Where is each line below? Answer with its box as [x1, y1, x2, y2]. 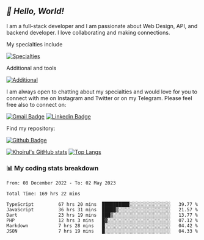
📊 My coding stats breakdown [6, 164, 99, 172]
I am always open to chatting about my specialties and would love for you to [6, 88, 197, 95]
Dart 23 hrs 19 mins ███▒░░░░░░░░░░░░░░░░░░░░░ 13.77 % [6, 212, 199, 219]
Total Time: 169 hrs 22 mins [6, 191, 81, 197]
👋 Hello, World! [6, 6, 64, 16]
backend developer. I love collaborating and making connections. [6, 29, 170, 36]
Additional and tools [6, 64, 57, 71]
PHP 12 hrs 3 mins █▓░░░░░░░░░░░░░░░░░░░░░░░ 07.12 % [6, 217, 199, 224]
